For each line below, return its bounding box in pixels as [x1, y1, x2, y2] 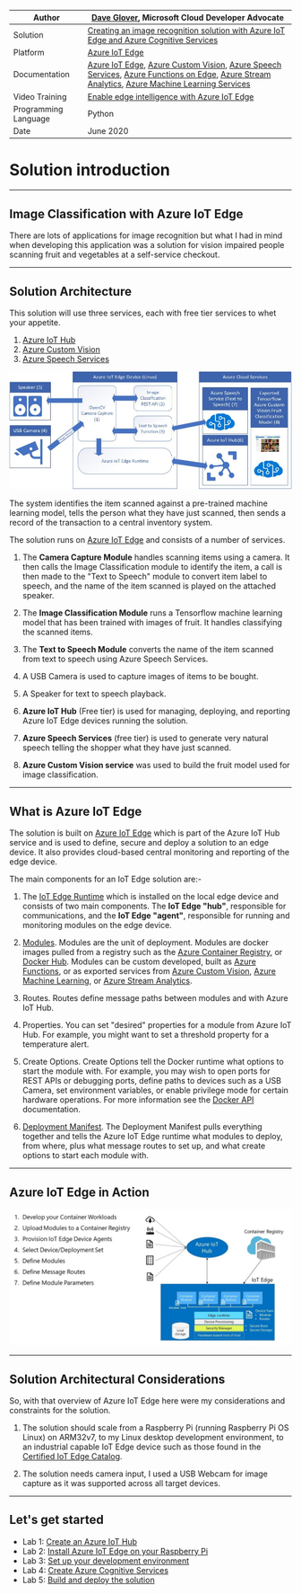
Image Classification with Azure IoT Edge [9, 206, 244, 221]
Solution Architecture [9, 284, 133, 299]
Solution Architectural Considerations [9, 1371, 226, 1386]
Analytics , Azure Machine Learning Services [87, 78, 251, 90]
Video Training [13, 91, 67, 102]
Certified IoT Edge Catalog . [21, 1451, 123, 1462]
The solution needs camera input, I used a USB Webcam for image [21, 1468, 269, 1479]
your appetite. [9, 317, 61, 328]
